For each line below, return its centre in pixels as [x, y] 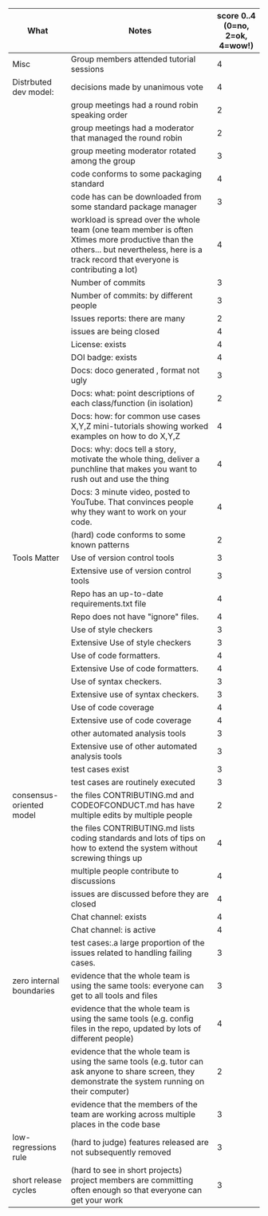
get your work [97, 1200]
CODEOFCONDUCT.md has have [133, 805]
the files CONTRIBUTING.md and [132, 795]
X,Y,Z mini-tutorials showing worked [140, 426]
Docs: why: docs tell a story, [124, 449]
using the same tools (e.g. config [132, 1019]
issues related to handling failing [131, 953]
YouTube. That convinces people [132, 502]
